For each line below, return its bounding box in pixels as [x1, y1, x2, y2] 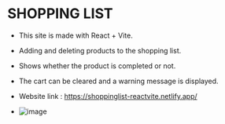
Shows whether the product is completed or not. [18, 60, 176, 71]
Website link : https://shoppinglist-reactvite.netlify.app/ [18, 91, 197, 100]
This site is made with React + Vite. [18, 31, 133, 40]
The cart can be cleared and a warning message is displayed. [18, 76, 219, 86]
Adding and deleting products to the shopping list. [18, 46, 182, 55]
